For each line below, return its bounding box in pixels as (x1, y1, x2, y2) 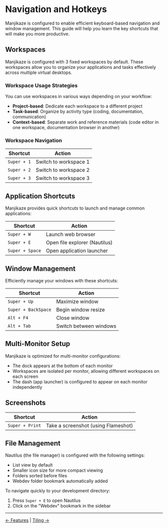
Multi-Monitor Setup (5, 340, 70, 348)
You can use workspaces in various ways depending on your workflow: (5, 93, 152, 99)
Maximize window (56, 298, 98, 305)
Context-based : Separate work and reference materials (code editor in (12, 119, 159, 125)
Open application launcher (45, 247, 108, 254)
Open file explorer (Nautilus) (45, 239, 113, 246)
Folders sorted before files (12, 473, 67, 479)
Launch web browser (45, 231, 96, 238)
